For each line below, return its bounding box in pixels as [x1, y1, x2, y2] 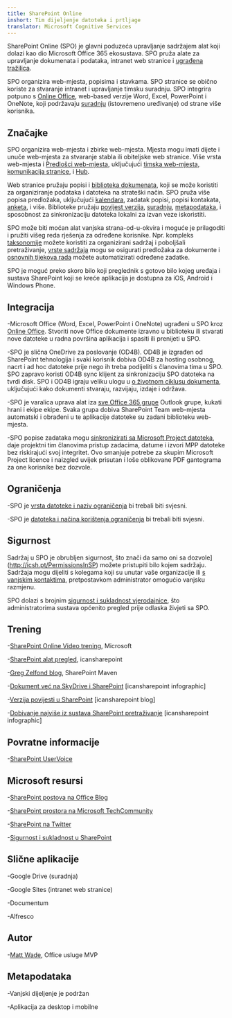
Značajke [7, 127, 48, 139]
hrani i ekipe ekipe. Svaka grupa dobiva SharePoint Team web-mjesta [7, 406, 206, 413]
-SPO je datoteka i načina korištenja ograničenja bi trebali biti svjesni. [7, 515, 204, 523]
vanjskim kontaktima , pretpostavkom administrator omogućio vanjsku [7, 575, 206, 584]
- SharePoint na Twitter [7, 820, 71, 828]
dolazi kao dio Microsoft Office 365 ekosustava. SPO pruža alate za [7, 49, 199, 57]
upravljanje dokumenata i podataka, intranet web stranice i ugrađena [7, 57, 204, 65]
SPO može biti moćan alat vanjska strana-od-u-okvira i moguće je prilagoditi [7, 224, 225, 232]
